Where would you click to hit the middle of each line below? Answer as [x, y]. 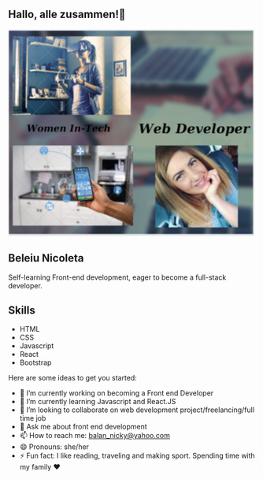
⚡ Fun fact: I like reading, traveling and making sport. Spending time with [137, 456]
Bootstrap [35, 362]
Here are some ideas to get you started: [73, 378]
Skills [22, 311]
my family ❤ [40, 467]
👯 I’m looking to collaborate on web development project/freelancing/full [137, 410]
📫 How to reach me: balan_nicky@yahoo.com [95, 436]
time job [33, 418]
